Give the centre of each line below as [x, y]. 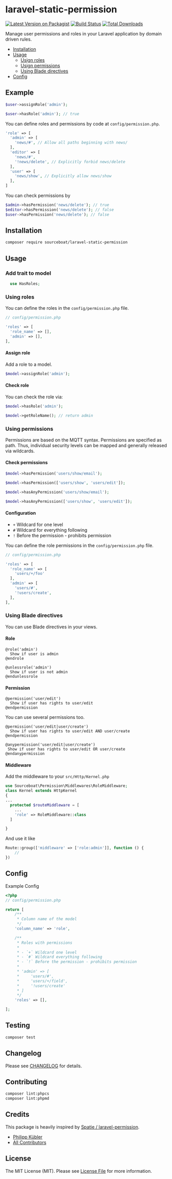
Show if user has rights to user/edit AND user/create [70, 731]
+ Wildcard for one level [38, 524]
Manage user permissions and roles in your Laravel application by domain [84, 33]
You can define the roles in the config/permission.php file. [67, 308]
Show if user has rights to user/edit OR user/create [66, 749]
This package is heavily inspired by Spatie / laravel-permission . [73, 1127]
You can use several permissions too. [45, 717]
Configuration [21, 513]
